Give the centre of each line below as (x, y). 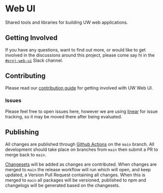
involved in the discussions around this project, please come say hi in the (80, 55)
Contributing (25, 76)
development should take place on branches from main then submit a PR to (81, 149)
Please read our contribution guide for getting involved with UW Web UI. (79, 88)
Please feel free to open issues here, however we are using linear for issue (81, 111)
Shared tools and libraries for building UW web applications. (67, 22)
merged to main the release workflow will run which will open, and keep (78, 169)
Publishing (22, 132)
